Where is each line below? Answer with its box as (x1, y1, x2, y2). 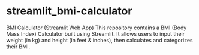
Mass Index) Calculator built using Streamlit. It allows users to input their (6, 30, 185, 37)
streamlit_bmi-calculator (6, 4, 132, 18)
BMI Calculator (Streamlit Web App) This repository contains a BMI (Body (6, 24, 187, 31)
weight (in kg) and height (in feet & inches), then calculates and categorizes (6, 36, 193, 44)
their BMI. (6, 43, 31, 50)
